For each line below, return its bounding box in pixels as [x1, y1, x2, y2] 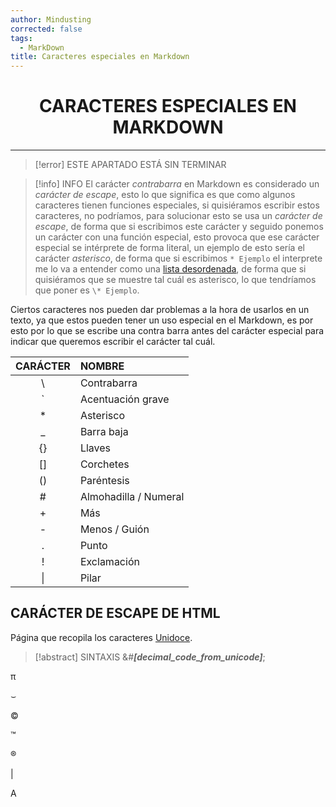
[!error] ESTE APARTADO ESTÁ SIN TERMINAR [34, 159, 227, 171]
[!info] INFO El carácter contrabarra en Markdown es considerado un [34, 178, 320, 190]
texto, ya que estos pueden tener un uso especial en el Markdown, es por [10, 314, 314, 326]
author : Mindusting [10, 14, 92, 25]
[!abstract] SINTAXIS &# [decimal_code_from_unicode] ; [34, 651, 266, 663]
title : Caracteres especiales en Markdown [10, 52, 190, 62]
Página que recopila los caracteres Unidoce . [10, 631, 193, 643]
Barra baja [79, 425, 129, 439]
